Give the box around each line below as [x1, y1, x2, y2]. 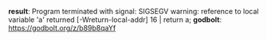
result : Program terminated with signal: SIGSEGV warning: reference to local [8, 7, 259, 16]
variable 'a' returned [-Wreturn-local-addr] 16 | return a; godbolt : [8, 15, 222, 24]
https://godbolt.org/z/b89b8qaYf [8, 24, 116, 32]
